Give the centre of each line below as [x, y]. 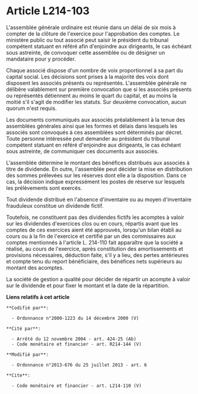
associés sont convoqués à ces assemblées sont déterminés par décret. [95, 132]
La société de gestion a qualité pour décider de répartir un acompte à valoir [98, 279]
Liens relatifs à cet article [38, 297]
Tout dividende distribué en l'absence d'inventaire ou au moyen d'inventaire [99, 199]
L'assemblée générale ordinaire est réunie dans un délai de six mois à [91, 27]
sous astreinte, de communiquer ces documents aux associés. [82, 151]
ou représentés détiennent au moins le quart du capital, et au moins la [91, 96]
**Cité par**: [24, 328]
